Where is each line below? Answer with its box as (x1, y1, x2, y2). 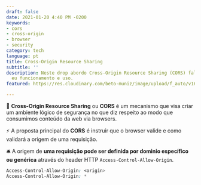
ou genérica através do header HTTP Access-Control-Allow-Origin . (6, 156, 174, 163)
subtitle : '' (6, 64, 39, 70)
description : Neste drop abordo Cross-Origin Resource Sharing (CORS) (6, 70, 186, 76)
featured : (6, 81, 31, 87)
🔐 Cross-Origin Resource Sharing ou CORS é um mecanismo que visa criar (6, 103, 193, 109)
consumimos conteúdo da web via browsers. (6, 115, 117, 122)
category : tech (6, 48, 44, 54)
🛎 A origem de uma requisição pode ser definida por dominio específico (6, 147, 188, 155)
